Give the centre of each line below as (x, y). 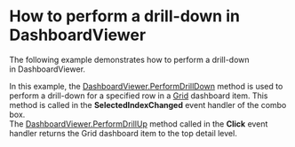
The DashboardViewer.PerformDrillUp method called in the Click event (139, 124)
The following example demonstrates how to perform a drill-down (130, 59)
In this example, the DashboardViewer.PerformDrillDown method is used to (146, 86)
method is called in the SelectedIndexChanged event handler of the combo (148, 104)
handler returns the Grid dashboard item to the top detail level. (123, 133)
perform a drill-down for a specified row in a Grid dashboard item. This (139, 96)
